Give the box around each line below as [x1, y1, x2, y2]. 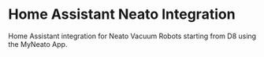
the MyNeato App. [8, 39, 68, 48]
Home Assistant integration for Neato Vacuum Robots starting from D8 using [8, 31, 257, 41]
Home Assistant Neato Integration [8, 5, 236, 23]
